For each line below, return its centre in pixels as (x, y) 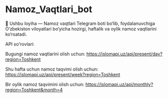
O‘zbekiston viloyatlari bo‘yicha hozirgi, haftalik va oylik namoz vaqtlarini (81, 28)
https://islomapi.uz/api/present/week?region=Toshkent (63, 74)
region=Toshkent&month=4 (34, 89)
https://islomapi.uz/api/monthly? (119, 84)
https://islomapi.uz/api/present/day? (124, 54)
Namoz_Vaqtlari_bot (49, 9)
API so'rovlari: (20, 44)
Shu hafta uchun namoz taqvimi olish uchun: (52, 69)
